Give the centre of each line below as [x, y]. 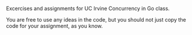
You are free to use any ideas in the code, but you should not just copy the [96, 20]
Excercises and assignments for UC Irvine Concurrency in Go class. [88, 8]
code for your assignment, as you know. [54, 26]
